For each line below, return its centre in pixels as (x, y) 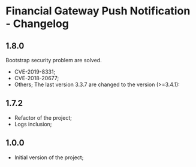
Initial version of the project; (49, 157)
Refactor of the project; (43, 117)
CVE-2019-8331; (35, 72)
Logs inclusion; (33, 124)
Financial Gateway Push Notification (98, 11)
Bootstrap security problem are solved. (54, 60)
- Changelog (37, 24)
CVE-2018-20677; (37, 78)
